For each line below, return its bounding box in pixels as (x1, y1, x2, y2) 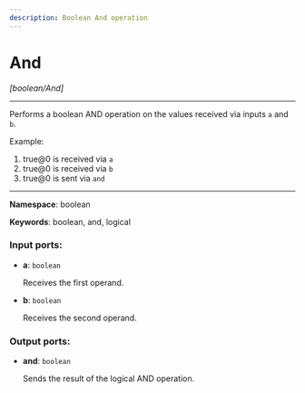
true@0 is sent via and (22, 172, 105, 183)
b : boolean (22, 294, 62, 305)
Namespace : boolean (9, 199, 91, 210)
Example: (9, 135, 44, 146)
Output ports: (9, 335, 71, 348)
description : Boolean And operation (9, 13, 148, 23)
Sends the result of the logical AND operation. (22, 373, 195, 384)
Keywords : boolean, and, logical (9, 216, 132, 227)
